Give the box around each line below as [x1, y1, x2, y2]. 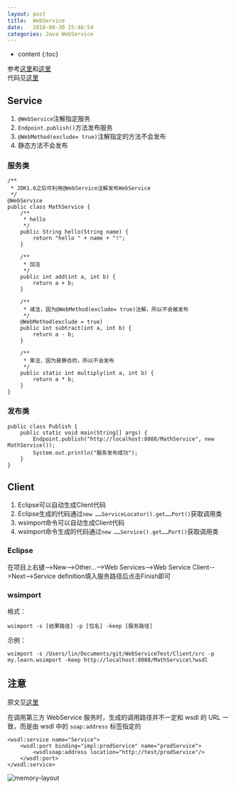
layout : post [7, 10, 46, 18]
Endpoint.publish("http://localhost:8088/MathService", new [33, 435, 215, 443]
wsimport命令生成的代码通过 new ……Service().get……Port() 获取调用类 [17, 527, 219, 536]
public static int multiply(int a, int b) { [20, 370, 154, 377]
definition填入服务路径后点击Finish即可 [57, 572, 171, 580]
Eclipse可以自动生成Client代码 [17, 500, 107, 510]
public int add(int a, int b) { [20, 274, 116, 281]
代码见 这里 [7, 73, 39, 82]
